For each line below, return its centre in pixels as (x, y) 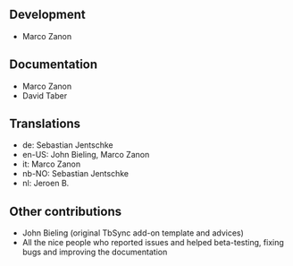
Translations (45, 124)
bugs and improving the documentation (95, 252)
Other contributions (66, 211)
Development (48, 15)
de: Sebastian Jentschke (67, 145)
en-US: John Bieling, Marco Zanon (86, 155)
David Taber (45, 95)
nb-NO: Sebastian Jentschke (75, 174)
